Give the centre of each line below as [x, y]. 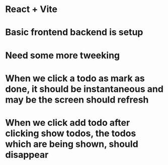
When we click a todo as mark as [75, 78]
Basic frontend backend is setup [74, 32]
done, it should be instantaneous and [84, 89]
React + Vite [31, 9]
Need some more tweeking [62, 55]
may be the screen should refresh [77, 100]
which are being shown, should [72, 144]
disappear [27, 155]
